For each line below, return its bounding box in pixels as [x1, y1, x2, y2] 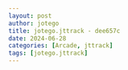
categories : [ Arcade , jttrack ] [8, 42, 114, 50]
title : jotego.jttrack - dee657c [8, 27, 121, 35]
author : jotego [8, 19, 60, 27]
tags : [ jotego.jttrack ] [8, 49, 89, 57]
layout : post [8, 11, 52, 20]
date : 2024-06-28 [8, 34, 67, 43]
